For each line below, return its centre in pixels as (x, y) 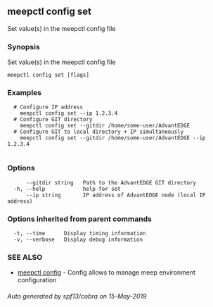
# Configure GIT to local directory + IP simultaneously (99, 132)
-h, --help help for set (67, 189)
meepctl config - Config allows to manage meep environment (106, 272)
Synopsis (24, 46)
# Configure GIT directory (53, 120)
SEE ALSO (25, 257)
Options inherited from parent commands (80, 219)
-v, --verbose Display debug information (78, 239)
